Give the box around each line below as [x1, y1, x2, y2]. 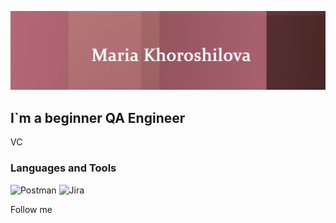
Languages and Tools [10, 161, 117, 175]
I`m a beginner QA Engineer [10, 109, 186, 126]
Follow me [10, 203, 53, 215]
